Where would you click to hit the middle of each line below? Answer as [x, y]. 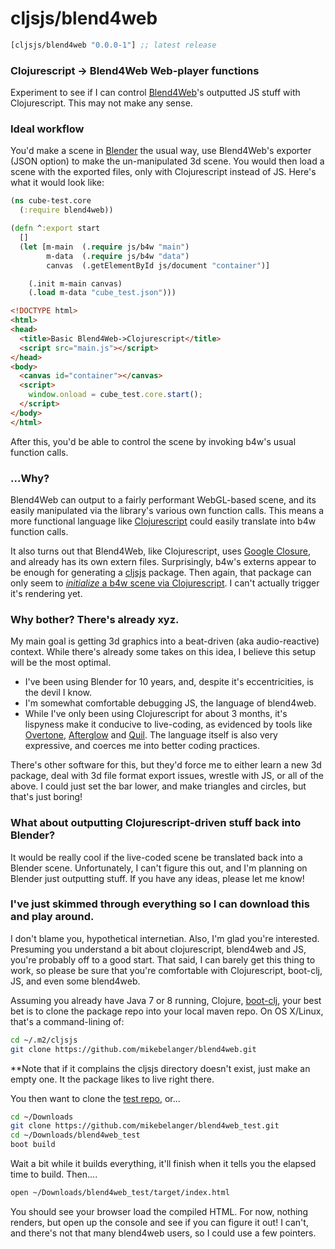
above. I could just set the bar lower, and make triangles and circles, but [158, 786]
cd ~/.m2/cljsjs [44, 1040]
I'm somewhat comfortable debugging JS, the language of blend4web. [170, 703]
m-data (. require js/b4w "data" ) [118, 256]
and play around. [52, 917]
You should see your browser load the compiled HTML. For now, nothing [159, 1211]
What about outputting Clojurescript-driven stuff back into [156, 823]
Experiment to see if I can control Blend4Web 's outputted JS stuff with [155, 93]
